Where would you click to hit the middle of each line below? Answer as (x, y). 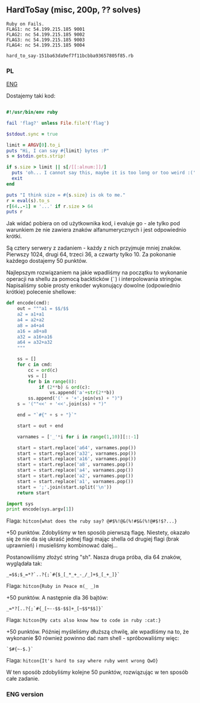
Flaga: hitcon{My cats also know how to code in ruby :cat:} (84, 620)
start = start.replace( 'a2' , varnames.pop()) (76, 476)
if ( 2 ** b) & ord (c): (64, 387)
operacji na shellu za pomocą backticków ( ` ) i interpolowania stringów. (95, 279)
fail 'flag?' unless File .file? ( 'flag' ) (58, 123)
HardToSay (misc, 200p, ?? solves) (73, 10)
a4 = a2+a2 (31, 320)
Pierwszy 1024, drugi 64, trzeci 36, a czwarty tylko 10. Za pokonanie (91, 254)
